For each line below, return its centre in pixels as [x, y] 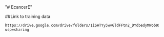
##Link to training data [28, 16]
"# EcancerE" [19, 7]
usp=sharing [17, 30]
